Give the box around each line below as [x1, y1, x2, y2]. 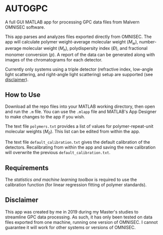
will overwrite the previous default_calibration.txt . [5, 150, 111, 156]
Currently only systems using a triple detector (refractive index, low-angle [5, 66, 153, 72]
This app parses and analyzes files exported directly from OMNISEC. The [5, 34, 152, 39]
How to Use [5, 91, 41, 99]
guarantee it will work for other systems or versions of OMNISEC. [5, 224, 136, 230]
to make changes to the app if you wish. [5, 114, 85, 120]
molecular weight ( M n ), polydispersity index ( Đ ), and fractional [22, 45, 147, 52]
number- [139, 39, 157, 44]
